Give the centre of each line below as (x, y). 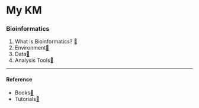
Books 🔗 (24, 93)
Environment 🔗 (32, 48)
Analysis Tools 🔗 (34, 60)
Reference (19, 80)
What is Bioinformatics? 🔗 (46, 41)
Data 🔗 (22, 54)
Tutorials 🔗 (27, 99)
